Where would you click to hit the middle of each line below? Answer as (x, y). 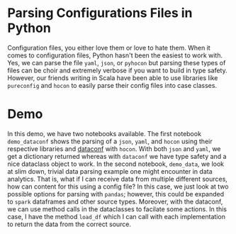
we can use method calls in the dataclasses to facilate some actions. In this (117, 209)
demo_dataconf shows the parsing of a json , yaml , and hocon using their (110, 141)
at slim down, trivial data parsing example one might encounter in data (110, 171)
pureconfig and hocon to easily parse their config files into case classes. (112, 85)
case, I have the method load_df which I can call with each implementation (116, 216)
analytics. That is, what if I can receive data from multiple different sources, (118, 179)
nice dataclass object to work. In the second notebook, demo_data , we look (116, 164)
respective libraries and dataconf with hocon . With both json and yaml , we (114, 149)
